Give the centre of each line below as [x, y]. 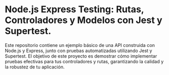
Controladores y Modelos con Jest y [84, 20]
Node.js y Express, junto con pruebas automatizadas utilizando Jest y [79, 51]
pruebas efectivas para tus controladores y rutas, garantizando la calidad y [84, 61]
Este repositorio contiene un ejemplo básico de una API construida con [80, 45]
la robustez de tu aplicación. [35, 67]
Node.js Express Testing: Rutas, [74, 9]
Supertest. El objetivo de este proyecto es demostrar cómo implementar [81, 56]
